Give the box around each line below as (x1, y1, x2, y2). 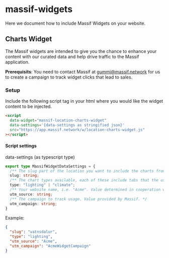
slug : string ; (10, 173, 39, 178)
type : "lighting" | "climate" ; (10, 182, 75, 187)
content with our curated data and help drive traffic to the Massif (5, 53, 139, 59)
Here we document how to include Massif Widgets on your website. (5, 20, 146, 26)
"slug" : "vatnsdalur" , (10, 229, 57, 235)
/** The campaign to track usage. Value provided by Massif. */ (10, 197, 147, 202)
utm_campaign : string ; (10, 201, 57, 206)
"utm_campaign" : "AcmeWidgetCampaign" (10, 243, 92, 248)
